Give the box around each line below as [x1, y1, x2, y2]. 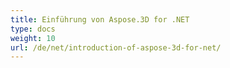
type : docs [10, 24, 56, 34]
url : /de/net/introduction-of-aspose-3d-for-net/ [10, 42, 222, 53]
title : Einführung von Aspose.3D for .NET [10, 14, 190, 25]
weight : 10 [10, 33, 56, 43]
